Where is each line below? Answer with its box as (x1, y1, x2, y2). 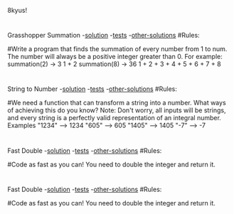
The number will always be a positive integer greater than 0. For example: (7, 53, 223, 61)
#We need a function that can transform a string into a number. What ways (7, 99, 226, 107)
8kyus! (7, 6, 27, 14)
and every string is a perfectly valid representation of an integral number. (7, 114, 222, 122)
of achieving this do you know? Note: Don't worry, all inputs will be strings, (7, 106, 226, 114)
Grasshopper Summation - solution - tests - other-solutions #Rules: (7, 31, 201, 40)
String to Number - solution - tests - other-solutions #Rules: (7, 85, 178, 93)
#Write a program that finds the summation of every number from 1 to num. (7, 45, 228, 53)
